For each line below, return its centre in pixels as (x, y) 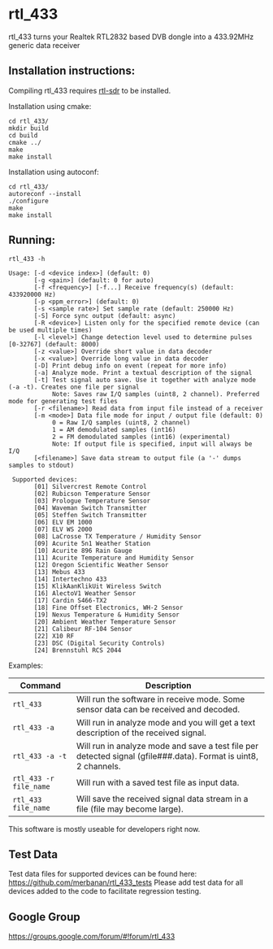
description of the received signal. (141, 733)
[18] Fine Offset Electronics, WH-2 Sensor (108, 607)
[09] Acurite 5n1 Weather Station (92, 543)
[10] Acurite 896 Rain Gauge (83, 551)
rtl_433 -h (27, 259)
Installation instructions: (72, 71)
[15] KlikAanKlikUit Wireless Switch (97, 586)
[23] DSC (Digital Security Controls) (99, 643)
